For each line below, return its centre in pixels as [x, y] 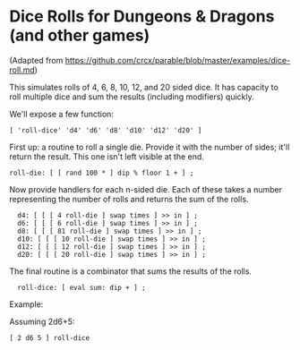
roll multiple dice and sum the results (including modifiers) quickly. [132, 97]
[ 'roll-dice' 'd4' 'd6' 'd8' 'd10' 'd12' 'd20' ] [106, 130]
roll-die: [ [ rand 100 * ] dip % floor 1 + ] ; [102, 173]
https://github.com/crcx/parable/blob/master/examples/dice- [178, 60]
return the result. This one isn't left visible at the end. [107, 156]
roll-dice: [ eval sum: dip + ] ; [81, 287]
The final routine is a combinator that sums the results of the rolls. [131, 271]
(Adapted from [36, 60]
